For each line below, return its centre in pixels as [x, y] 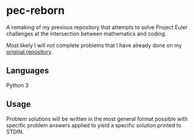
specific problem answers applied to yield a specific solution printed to [94, 125]
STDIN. [15, 132]
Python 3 [17, 85]
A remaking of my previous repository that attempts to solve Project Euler [97, 27]
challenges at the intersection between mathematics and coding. [86, 33]
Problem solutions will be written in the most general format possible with [97, 119]
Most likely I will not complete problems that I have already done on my [94, 45]
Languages [28, 71]
